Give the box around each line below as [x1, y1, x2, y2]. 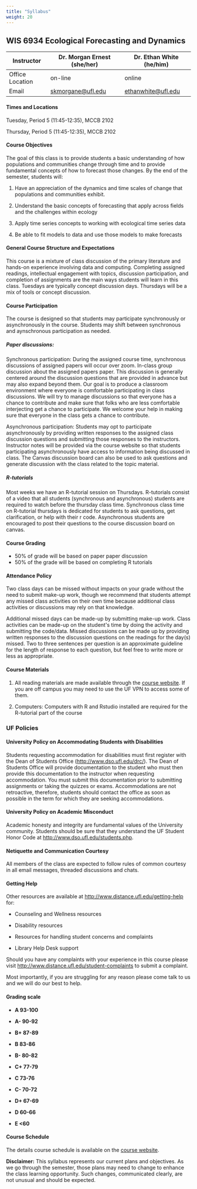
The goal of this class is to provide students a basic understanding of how [6, 154, 185, 161]
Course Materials [6, 666, 49, 673]
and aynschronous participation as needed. [6, 328, 111, 335]
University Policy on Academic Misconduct [6, 808, 114, 816]
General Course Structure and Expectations [6, 244, 115, 252]
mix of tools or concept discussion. [6, 288, 91, 295]
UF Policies [6, 723, 39, 732]
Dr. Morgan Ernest [58, 53, 111, 62]
